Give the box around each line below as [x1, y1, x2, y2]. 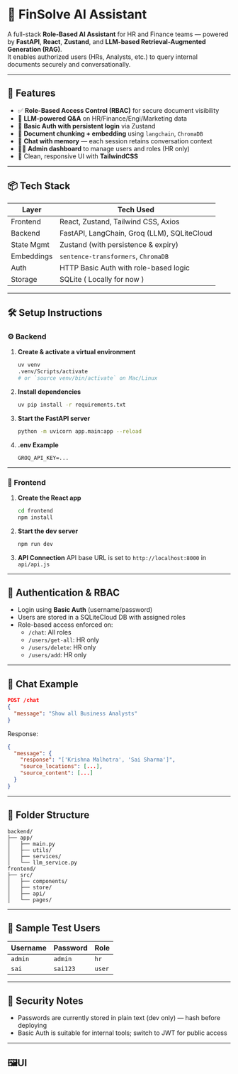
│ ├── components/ [7, 877, 69, 884]
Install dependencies [17, 387, 81, 396]
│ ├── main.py [7, 840, 55, 848]
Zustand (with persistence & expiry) [59, 239, 178, 249]
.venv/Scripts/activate [17, 368, 89, 376]
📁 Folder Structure [7, 809, 90, 821]
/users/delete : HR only [28, 643, 96, 652]
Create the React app [17, 493, 81, 502]
